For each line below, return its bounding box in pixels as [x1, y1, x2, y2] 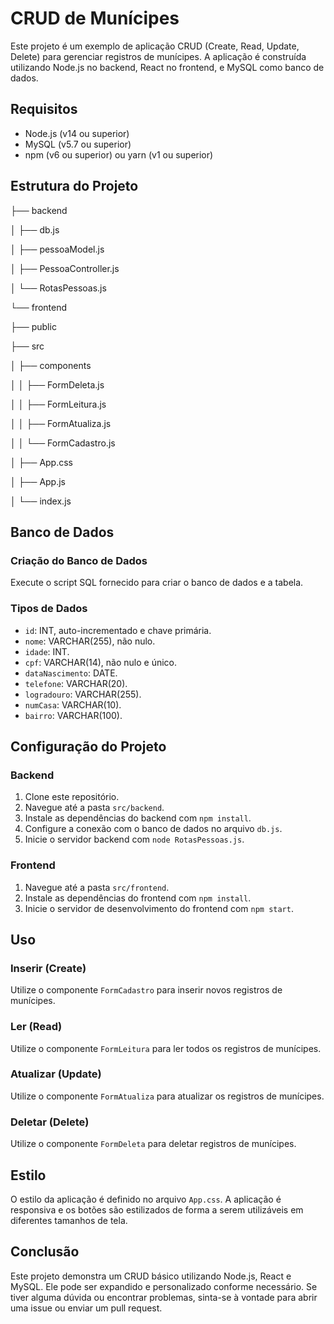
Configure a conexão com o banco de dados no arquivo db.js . [24, 823, 283, 835]
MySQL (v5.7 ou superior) [24, 138, 132, 150]
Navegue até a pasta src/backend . [24, 802, 165, 814]
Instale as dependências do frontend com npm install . [24, 892, 252, 904]
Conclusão [10, 1243, 80, 1261]
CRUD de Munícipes [10, 7, 180, 30]
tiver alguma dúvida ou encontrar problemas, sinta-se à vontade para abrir [10, 1291, 318, 1303]
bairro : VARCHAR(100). [24, 709, 123, 721]
